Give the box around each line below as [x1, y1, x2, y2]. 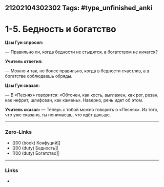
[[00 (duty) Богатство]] [12, 150, 60, 156]
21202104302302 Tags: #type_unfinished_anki [5, 4, 153, 12]
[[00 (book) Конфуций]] [12, 140, 61, 145]
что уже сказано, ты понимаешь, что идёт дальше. [5, 112, 111, 118]
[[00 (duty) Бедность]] [12, 145, 59, 151]
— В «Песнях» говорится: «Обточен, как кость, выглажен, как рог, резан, [5, 92, 159, 98]
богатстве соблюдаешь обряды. [5, 73, 73, 79]
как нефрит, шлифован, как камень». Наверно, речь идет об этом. [5, 97, 143, 103]
